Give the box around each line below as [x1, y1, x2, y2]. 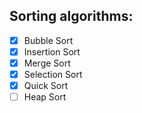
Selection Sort [23, 69, 83, 80]
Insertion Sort [23, 45, 81, 58]
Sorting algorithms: [9, 8, 134, 25]
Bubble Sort [23, 34, 74, 46]
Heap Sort [23, 91, 67, 103]
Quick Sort [23, 80, 69, 92]
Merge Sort [23, 57, 71, 69]
